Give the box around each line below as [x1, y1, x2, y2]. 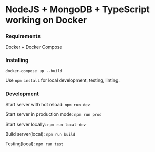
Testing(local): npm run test [5, 141, 64, 147]
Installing [5, 57, 29, 64]
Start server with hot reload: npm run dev [5, 102, 90, 108]
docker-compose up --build [5, 68, 62, 73]
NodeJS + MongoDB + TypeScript [5, 4, 150, 15]
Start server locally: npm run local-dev [5, 121, 86, 128]
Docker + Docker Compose [5, 44, 62, 50]
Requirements [5, 33, 41, 40]
